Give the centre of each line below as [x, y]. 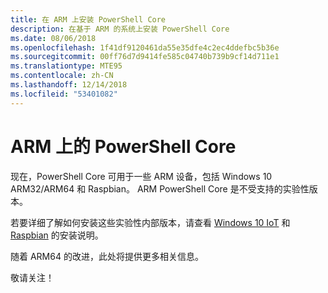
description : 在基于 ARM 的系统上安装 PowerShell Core [120, 29]
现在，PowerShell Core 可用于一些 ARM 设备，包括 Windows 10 [141, 176]
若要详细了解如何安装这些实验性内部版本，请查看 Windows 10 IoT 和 [150, 222]
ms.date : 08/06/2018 [53, 38]
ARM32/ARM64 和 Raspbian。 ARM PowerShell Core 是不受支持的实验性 [160, 188]
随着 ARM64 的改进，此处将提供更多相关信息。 [107, 256]
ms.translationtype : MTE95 [66, 66]
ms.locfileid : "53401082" [64, 94]
